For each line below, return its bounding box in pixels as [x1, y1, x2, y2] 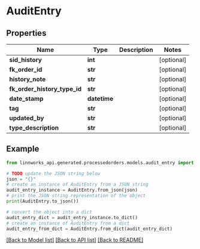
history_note [9, 75, 46, 83]
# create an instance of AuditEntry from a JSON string [6, 182, 149, 187]
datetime [87, 94, 114, 103]
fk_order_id [9, 66, 43, 73]
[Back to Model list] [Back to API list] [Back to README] [6, 236, 144, 244]
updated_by [9, 114, 44, 122]
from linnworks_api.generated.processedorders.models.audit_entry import [6, 159, 195, 165]
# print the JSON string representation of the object [6, 193, 146, 199]
